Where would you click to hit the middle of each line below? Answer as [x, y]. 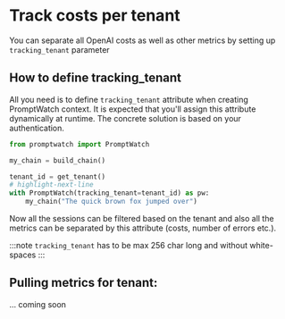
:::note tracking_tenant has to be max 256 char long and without [129, 245]
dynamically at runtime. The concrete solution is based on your [125, 118]
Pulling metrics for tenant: [84, 283]
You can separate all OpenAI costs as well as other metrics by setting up [142, 40]
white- [262, 245]
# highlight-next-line [51, 185]
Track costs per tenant [95, 16]
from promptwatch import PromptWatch [80, 144]
